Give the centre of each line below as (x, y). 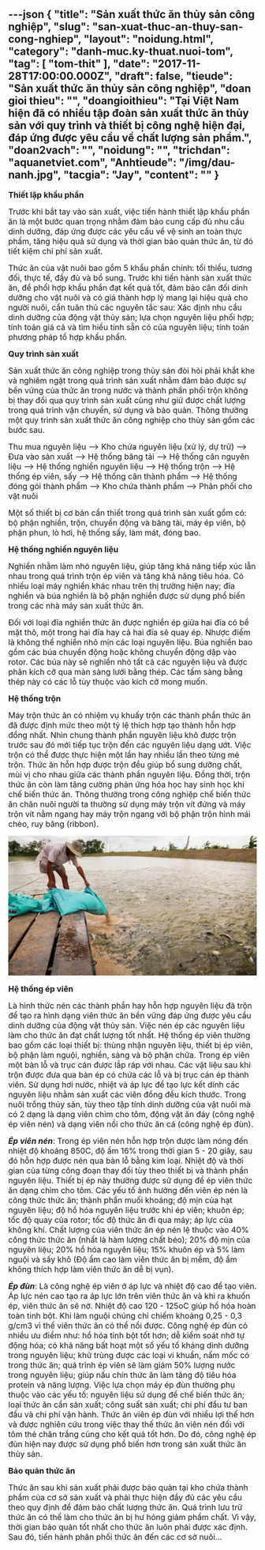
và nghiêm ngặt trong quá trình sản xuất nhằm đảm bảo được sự (127, 380)
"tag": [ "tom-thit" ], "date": (79, 64)
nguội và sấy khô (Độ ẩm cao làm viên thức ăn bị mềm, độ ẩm (123, 1259)
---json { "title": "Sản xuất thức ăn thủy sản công (131, 15)
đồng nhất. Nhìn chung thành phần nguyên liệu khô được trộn (122, 735)
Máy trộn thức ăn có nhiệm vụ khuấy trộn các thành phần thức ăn (129, 715)
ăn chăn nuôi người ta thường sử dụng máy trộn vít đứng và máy (127, 804)
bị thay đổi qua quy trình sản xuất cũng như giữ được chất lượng (127, 400)
